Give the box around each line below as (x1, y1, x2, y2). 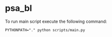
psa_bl (5, 3, 32, 14)
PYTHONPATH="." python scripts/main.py (5, 28, 85, 32)
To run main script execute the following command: (5, 18, 107, 24)
